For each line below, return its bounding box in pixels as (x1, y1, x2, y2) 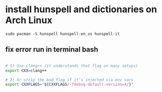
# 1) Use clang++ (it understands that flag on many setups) (5, 63, 138, 68)
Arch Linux (5, 14, 53, 26)
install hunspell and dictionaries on (5, 4, 157, 15)
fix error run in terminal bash (5, 45, 99, 54)
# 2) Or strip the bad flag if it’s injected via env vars (5, 77, 134, 82)
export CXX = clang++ (5, 68, 47, 73)
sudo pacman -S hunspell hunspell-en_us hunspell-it (5, 31, 120, 36)
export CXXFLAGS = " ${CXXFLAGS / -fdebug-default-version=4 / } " (5, 82, 134, 87)
